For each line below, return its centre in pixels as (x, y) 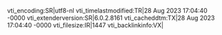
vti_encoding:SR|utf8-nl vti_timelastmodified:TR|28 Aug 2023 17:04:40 (108, 11)
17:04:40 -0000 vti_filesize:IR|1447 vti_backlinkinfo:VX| (85, 25)
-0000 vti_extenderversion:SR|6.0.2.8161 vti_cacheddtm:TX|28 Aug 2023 (111, 18)
